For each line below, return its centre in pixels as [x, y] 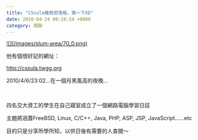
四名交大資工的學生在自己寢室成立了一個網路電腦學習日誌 [78, 105]
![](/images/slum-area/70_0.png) [47, 44]
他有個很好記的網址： [33, 56]
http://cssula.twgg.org [34, 68]
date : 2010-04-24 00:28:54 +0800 [49, 19]
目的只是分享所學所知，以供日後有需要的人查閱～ [67, 131]
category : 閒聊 [25, 25]
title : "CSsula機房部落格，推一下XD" [50, 13]
